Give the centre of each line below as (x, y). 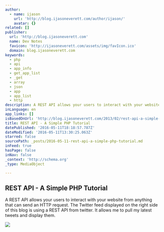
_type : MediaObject (25, 164)
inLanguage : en (20, 110)
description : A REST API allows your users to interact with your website (83, 105)
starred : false (20, 137)
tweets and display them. (30, 215)
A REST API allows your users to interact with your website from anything (79, 200)
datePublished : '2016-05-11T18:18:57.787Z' (50, 127)
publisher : (16, 32)
